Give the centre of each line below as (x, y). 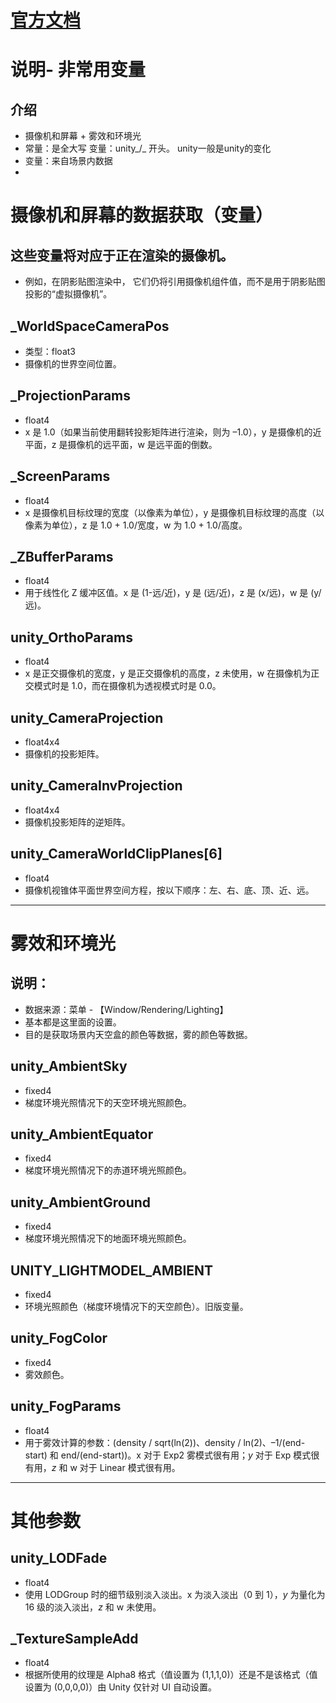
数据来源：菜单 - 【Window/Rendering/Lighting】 (126, 1009)
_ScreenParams (60, 476)
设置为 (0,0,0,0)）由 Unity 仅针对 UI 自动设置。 (120, 1687)
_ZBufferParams (62, 557)
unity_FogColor (59, 1338)
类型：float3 (50, 351)
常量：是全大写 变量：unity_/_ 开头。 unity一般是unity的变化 (148, 148)
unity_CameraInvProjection (96, 786)
